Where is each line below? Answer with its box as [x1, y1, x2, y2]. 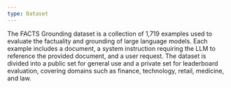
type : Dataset [7, 10, 49, 17]
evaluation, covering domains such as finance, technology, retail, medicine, [7, 66, 225, 75]
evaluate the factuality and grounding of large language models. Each [7, 36, 208, 45]
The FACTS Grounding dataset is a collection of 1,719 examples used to [7, 29, 212, 38]
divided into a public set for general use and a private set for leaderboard [7, 59, 218, 67]
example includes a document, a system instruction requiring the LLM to [7, 44, 216, 52]
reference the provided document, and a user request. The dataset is [7, 52, 206, 60]
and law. [7, 74, 31, 82]
